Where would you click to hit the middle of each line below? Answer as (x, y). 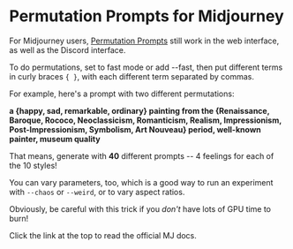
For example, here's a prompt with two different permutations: (122, 94)
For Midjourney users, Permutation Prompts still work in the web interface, (144, 41)
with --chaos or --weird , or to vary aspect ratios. (97, 192)
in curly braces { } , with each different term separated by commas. (131, 76)
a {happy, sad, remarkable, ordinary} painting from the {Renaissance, (139, 110)
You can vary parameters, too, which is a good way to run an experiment (141, 182)
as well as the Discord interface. (68, 49)
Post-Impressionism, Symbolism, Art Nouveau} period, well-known (135, 129)
